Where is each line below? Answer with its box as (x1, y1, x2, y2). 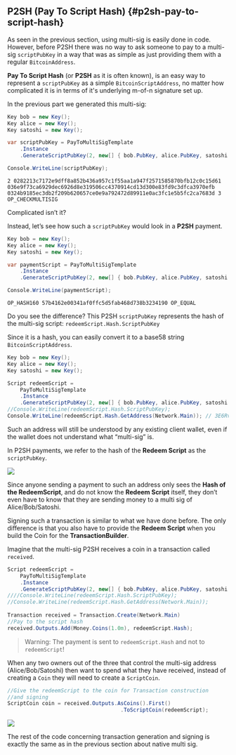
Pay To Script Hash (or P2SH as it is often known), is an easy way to (7, 71, 206, 79)
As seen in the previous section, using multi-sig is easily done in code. (7, 35, 211, 44)
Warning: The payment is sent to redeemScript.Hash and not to (24, 637, 205, 645)
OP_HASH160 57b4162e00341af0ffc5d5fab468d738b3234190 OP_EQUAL (7, 300, 197, 307)
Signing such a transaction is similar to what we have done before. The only (7, 516, 227, 525)
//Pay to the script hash (7, 618, 83, 625)
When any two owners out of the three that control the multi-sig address (7, 658, 216, 667)
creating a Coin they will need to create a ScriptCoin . (7, 674, 160, 682)
